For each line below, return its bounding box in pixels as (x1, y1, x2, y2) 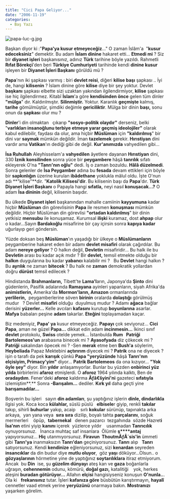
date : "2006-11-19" (5, 12, 47, 17)
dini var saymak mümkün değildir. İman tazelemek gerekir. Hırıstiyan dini (5, 136, 160, 142)
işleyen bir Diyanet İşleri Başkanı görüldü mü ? (5, 67, 104, 73)
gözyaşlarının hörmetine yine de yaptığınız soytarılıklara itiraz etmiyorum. (5, 455, 162, 462)
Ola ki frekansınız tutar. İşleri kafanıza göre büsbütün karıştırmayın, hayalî (5, 477, 164, 483)
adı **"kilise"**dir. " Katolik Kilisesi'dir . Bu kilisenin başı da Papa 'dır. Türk (5, 178, 160, 184)
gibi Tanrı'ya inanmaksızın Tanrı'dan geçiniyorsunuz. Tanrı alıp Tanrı (5, 439, 153, 445)
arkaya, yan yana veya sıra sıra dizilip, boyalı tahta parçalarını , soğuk (5, 412, 154, 418)
